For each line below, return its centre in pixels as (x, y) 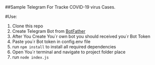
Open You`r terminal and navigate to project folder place (69, 52)
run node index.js (30, 57)
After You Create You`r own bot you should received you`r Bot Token (81, 36)
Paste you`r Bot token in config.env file (51, 42)
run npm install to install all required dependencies (64, 47)
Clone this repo (27, 26)
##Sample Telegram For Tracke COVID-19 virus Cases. (60, 7)
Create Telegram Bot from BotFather (49, 31)
